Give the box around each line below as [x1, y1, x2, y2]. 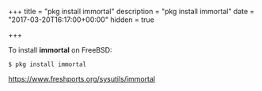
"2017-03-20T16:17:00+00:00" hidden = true [8, 15, 154, 24]
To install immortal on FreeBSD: [8, 45, 112, 54]
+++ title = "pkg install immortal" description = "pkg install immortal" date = [8, 7, 255, 16]
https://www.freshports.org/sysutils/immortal [8, 75, 156, 83]
